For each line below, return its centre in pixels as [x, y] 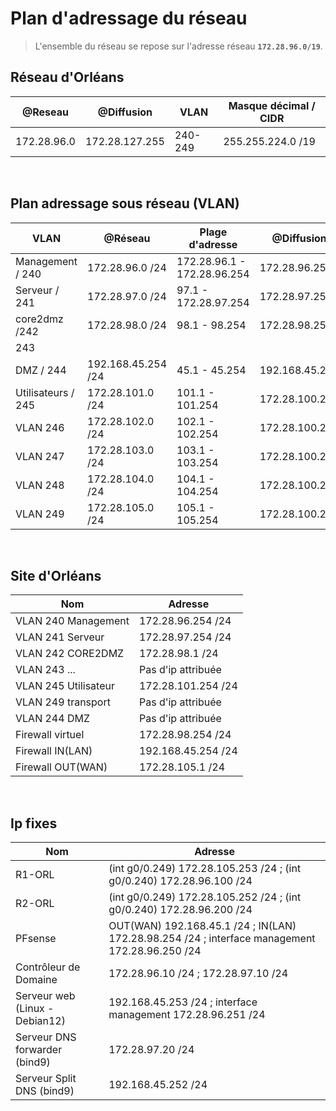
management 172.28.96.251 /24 [187, 1015]
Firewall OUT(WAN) [61, 767]
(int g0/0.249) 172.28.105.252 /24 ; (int [205, 897]
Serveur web [45, 996]
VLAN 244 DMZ [52, 719]
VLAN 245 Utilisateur [65, 686]
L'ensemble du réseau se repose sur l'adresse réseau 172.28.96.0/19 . [178, 46]
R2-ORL [35, 904]
